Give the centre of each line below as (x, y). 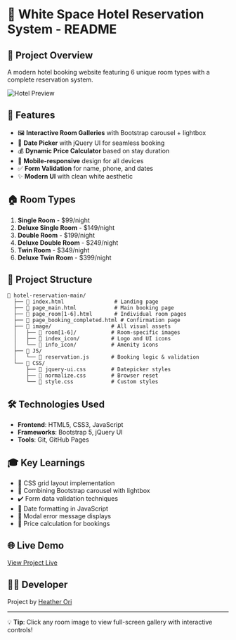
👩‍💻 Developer (38, 585)
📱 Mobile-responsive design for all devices (80, 160)
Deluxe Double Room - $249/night (68, 243)
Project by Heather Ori (40, 601)
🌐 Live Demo (36, 545)
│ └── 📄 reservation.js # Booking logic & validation (106, 357)
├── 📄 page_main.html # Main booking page (94, 308)
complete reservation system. (50, 79)
